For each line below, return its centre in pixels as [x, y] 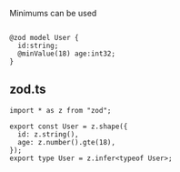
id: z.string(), [48, 134]
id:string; [38, 46]
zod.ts [28, 90]
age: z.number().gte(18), [67, 142]
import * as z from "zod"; [60, 110]
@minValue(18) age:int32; [67, 54]
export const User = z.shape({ [69, 126]
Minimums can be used [53, 13]
